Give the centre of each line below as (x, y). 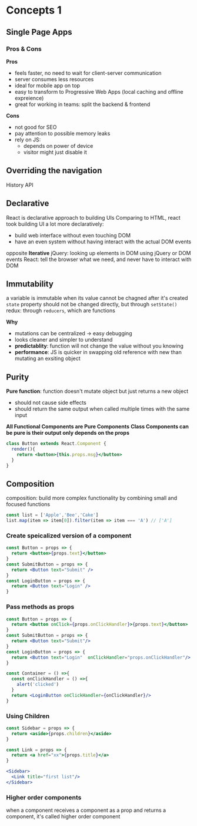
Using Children (28, 716)
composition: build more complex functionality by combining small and (92, 498)
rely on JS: (28, 140)
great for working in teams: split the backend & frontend (82, 104)
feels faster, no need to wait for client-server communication (88, 73)
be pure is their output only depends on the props (68, 433)
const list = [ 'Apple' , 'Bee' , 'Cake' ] (52, 515)
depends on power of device (58, 146)
